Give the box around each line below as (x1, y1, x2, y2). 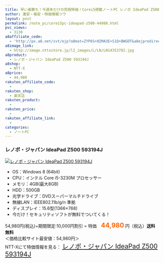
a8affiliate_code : (5, 35, 42, 39)
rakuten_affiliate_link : (5, 115, 56, 121)
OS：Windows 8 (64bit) (12, 169, 60, 174)
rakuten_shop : (5, 89, 34, 94)
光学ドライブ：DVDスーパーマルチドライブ (12, 193, 99, 199)
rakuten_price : (5, 107, 36, 112)
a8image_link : (5, 43, 34, 48)
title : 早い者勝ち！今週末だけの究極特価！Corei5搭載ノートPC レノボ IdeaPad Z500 (5, 7, 160, 12)
